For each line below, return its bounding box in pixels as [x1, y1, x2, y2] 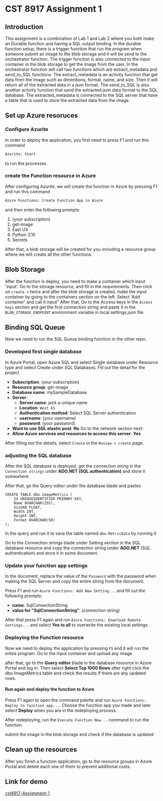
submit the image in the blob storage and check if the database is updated [5, 731, 154, 737]
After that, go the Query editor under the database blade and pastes [5, 483, 141, 489]
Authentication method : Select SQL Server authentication [19, 410, 136, 416]
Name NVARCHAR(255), [14, 501, 55, 506]
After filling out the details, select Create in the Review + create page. [5, 440, 144, 446]
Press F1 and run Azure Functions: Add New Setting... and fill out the [5, 588, 146, 594]
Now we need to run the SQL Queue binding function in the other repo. [5, 336, 147, 342]
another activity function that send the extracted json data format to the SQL [5, 87, 158, 93]
